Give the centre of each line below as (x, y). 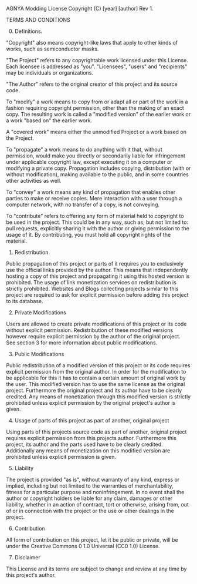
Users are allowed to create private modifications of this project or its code (96, 324)
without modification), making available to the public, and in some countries (97, 174)
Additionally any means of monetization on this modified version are (88, 451)
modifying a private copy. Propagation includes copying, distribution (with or (98, 168)
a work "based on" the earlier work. (49, 120)
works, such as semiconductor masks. (52, 49)
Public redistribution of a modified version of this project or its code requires (98, 365)
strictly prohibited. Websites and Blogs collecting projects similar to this (92, 288)
